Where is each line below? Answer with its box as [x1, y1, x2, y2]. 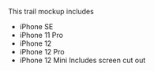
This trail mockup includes [8, 7, 95, 16]
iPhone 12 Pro [19, 47, 65, 56]
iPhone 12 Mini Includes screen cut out [19, 55, 146, 65]
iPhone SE [19, 22, 54, 31]
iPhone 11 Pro [19, 31, 63, 39]
